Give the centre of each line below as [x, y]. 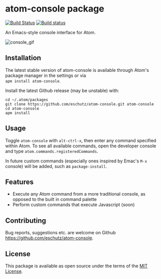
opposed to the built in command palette [55, 200]
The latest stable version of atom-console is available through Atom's [77, 70]
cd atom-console [22, 109]
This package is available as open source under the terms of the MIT [76, 266]
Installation [23, 58]
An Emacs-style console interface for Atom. [51, 32]
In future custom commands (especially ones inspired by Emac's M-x [76, 161]
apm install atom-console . [33, 80]
